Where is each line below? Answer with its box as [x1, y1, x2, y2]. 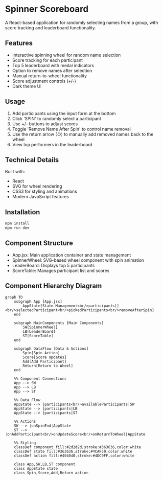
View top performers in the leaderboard [12, 141, 93, 147]
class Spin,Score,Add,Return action [14, 470, 89, 475]
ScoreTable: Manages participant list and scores [12, 268, 110, 274]
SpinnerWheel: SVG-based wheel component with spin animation [12, 257, 144, 263]
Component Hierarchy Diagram [5, 282, 102, 290]
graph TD [5, 295, 23, 299]
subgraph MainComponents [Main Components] [14, 320, 104, 325]
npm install [5, 221, 29, 226]
